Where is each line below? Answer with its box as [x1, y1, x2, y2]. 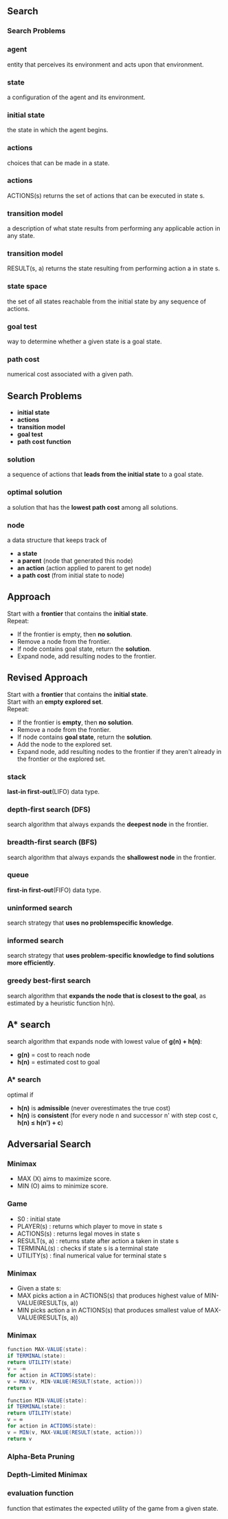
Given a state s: [16, 1284, 62, 1293]
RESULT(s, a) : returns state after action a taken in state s [16, 1236, 179, 1245]
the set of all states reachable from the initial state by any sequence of [7, 297, 207, 305]
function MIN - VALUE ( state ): [7, 1397, 88, 1404]
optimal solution [7, 488, 62, 497]
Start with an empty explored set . [7, 698, 103, 706]
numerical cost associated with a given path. [7, 370, 134, 378]
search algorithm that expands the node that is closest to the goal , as [7, 991, 207, 1000]
